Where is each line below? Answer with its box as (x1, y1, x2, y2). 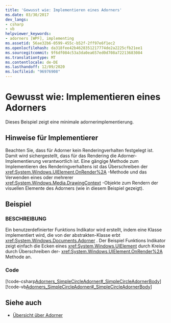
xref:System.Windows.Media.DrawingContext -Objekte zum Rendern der (5, 180, 158, 186)
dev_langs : (5, 17, 29, 22)
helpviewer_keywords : (5, 31, 52, 36)
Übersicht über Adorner (12, 312, 63, 318)
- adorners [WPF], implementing (5, 36, 74, 41)
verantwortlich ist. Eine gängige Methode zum (42, 158, 139, 164)
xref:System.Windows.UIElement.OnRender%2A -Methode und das (5, 169, 147, 175)
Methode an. (5, 254, 32, 260)
